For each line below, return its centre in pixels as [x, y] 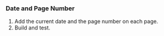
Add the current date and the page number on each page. [86, 22]
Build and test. [32, 28]
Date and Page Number [40, 8]
